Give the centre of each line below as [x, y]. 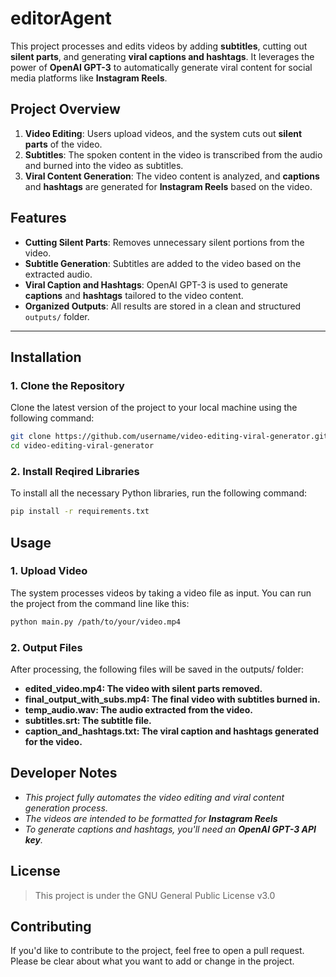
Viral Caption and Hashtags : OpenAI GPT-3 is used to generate [156, 284]
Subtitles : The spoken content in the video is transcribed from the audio [173, 154]
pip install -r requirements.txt [80, 512]
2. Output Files [46, 647]
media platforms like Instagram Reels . [89, 78]
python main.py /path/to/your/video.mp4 [96, 622]
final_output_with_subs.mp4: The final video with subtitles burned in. [172, 699]
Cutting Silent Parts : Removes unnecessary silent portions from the [164, 242]
